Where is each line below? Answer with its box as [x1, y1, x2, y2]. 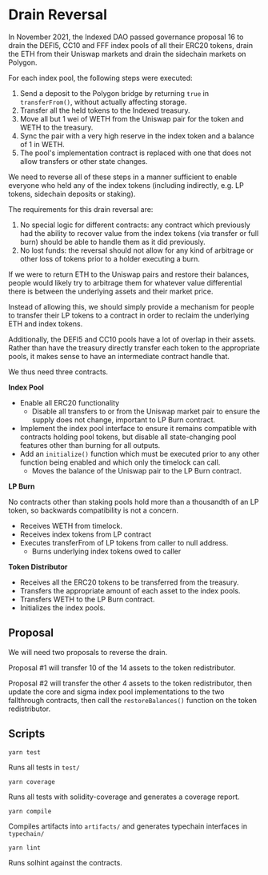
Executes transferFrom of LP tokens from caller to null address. [19, 537, 229, 547]
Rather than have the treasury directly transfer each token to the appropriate [8, 342, 260, 353]
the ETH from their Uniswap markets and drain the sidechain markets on [8, 49, 246, 58]
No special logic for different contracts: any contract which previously [19, 220, 250, 230]
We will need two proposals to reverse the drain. [8, 647, 168, 657]
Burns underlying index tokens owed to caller [31, 546, 182, 556]
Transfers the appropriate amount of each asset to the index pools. [19, 585, 241, 595]
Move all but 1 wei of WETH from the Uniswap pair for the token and [19, 114, 244, 123]
